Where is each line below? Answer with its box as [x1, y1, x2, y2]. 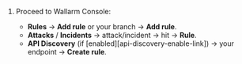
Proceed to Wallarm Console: [15, 7, 112, 16]
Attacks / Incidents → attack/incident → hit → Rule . [27, 31, 197, 40]
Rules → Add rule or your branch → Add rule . [27, 22, 177, 31]
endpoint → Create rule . [27, 47, 107, 56]
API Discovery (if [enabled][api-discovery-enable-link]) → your [27, 39, 235, 48]
